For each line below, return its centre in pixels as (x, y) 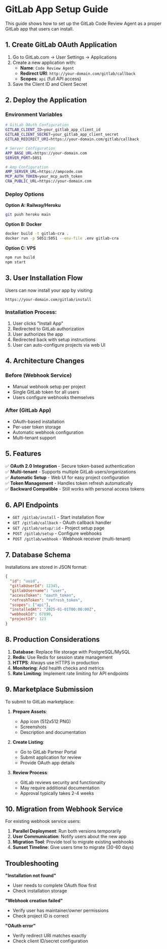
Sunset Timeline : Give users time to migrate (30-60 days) (73, 847)
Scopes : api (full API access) (51, 79)
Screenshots (33, 727)
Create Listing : (28, 742)
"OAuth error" (20, 926)
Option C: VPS (21, 248)
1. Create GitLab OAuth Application (61, 45)
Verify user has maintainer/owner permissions (60, 910)
